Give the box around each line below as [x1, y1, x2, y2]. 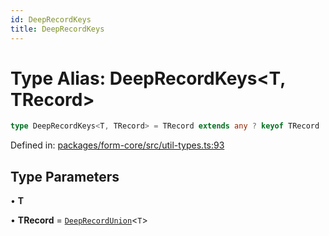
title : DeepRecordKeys [10, 24, 105, 34]
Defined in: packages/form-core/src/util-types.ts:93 [10, 139, 225, 151]
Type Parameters [10, 168, 120, 185]
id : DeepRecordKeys [10, 14, 92, 25]
